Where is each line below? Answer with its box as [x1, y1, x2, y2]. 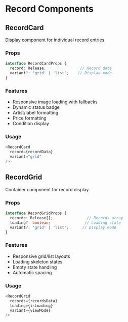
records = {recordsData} [10, 298, 58, 303]
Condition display [12, 121, 50, 127]
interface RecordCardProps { [5, 61, 67, 66]
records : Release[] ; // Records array [10, 215, 123, 220]
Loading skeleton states [12, 258, 63, 265]
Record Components [5, 3, 94, 15]
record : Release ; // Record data [10, 66, 112, 71]
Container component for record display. [5, 186, 90, 192]
